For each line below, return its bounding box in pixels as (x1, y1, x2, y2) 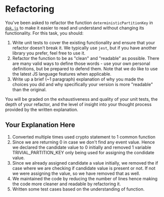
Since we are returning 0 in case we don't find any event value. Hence (12, 139, 155, 145)
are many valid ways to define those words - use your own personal (12, 60, 150, 66)
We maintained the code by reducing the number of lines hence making (12, 175, 158, 181)
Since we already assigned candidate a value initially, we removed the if (12, 160, 159, 166)
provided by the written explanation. (5, 107, 79, 113)
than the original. (12, 86, 47, 92)
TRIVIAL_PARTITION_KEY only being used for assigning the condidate (12, 149, 155, 155)
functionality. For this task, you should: (5, 30, 84, 36)
